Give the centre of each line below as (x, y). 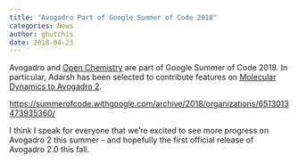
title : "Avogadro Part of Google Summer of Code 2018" (113, 17)
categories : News (41, 26)
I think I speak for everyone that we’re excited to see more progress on (139, 131)
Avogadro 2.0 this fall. (50, 150)
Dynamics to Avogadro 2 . (56, 86)
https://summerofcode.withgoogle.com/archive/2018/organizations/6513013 (149, 104)
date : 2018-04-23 (41, 42)
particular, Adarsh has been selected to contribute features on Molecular (143, 77)
